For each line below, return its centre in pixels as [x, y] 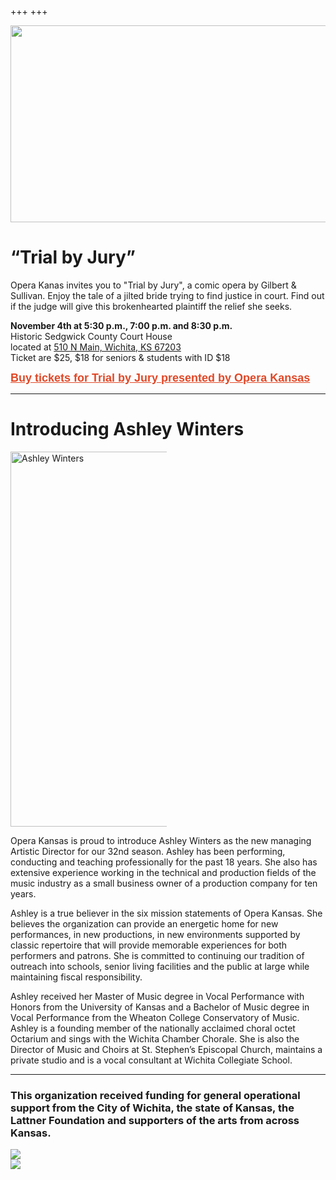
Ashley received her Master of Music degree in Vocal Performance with [157, 996]
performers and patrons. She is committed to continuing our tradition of [157, 955]
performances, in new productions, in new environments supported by [155, 934]
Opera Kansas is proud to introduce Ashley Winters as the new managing [161, 840]
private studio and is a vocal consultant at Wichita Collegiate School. [151, 1060]
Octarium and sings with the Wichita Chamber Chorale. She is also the [155, 1038]
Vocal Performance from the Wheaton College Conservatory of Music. [155, 1017]
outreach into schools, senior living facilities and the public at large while [160, 966]
